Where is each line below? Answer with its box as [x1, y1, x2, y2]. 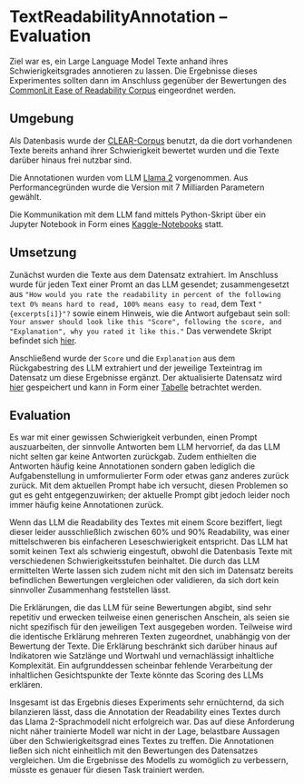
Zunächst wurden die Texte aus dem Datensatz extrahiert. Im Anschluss [9, 269, 279, 280]
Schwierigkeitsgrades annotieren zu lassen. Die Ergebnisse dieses [9, 65, 258, 76]
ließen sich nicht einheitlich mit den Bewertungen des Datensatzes [9, 745, 259, 756]
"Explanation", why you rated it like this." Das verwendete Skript [9, 325, 272, 336]
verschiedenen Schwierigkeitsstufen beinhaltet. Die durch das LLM [9, 556, 260, 567]
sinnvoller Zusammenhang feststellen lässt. [9, 584, 172, 596]
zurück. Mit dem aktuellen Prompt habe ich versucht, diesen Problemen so [9, 480, 289, 491]
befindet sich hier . [9, 334, 77, 346]
